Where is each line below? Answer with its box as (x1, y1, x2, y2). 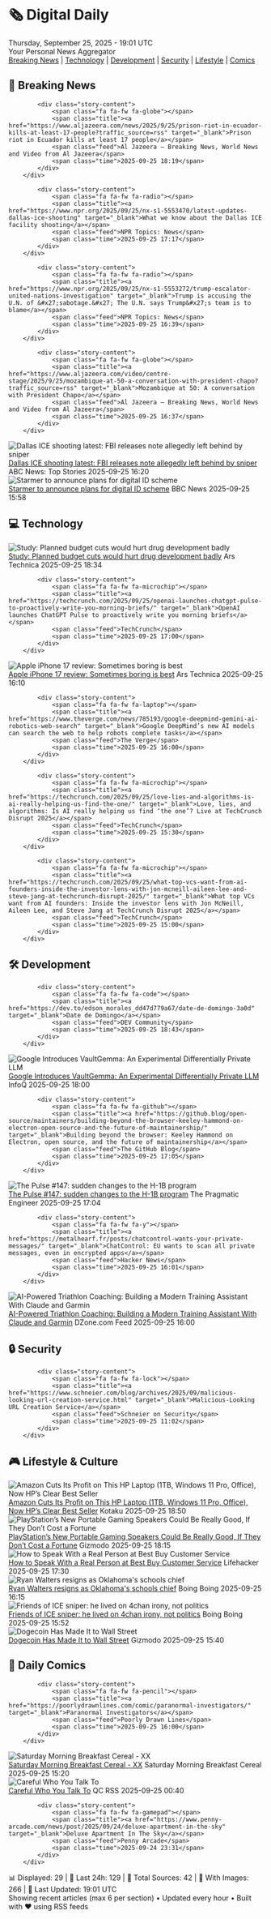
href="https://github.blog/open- (134, 1110, 248, 1118)
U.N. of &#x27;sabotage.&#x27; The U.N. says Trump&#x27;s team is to (8, 298, 252, 307)
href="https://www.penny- (134, 1815, 222, 1823)
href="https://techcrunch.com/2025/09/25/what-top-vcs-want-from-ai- (8, 878, 248, 886)
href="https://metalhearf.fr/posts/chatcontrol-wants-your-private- (8, 1235, 244, 1244)
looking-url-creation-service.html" (8, 1396, 132, 1404)
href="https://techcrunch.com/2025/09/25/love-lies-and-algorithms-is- (8, 793, 255, 801)
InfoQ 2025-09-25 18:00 (8, 1080, 91, 1090)
